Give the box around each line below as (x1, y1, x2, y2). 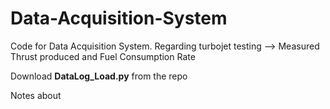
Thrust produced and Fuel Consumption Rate (10, 50, 196, 62)
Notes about (10, 89, 62, 101)
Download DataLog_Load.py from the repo (10, 70, 188, 82)
